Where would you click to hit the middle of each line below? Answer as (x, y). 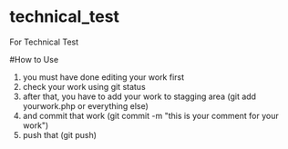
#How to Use (34, 59)
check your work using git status (84, 86)
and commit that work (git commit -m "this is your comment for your (151, 115)
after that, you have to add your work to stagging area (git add (139, 96)
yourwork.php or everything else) (85, 105)
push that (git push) (60, 134)
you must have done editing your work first (103, 77)
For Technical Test (44, 42)
